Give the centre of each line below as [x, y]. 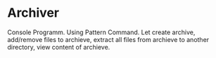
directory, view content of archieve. [59, 47]
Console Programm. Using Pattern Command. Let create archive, [101, 32]
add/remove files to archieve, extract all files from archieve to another [108, 39]
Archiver [33, 13]
